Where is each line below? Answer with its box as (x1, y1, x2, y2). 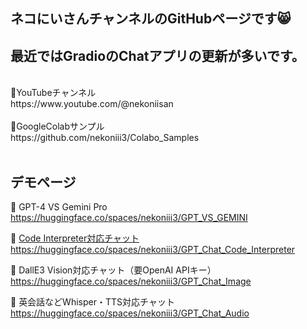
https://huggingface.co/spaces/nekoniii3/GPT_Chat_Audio (10, 307, 250, 319)
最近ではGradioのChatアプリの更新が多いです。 (10, 47, 305, 64)
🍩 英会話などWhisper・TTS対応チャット (10, 296, 175, 308)
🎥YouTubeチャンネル (10, 87, 97, 99)
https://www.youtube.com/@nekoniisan (10, 98, 174, 110)
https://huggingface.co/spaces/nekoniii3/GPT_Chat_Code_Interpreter (10, 244, 296, 256)
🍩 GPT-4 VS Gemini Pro (10, 201, 108, 213)
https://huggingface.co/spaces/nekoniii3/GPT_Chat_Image (10, 275, 252, 288)
